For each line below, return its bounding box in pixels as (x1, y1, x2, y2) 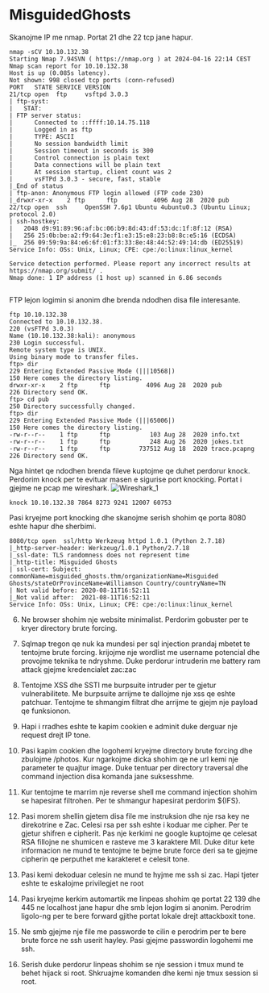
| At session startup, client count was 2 (9, 168, 172, 176)
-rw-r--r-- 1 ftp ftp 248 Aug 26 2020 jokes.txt (9, 437, 244, 445)
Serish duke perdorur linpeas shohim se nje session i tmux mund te (20, 959, 244, 969)
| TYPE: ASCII (9, 132, 75, 140)
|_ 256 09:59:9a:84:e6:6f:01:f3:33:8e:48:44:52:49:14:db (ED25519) (9, 238, 244, 247)
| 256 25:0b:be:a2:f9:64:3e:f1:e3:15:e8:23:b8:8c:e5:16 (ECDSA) (9, 232, 237, 240)
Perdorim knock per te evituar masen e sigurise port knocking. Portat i (9, 474, 242, 484)
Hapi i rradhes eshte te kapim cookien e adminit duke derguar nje (20, 721, 238, 731)
